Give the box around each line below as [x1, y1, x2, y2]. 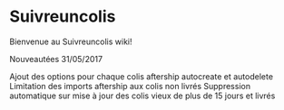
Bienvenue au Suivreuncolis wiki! [9, 36, 132, 47]
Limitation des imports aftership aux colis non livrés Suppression [9, 80, 251, 91]
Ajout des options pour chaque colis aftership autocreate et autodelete [9, 70, 274, 82]
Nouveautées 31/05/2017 [9, 53, 103, 64]
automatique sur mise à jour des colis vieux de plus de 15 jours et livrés [9, 90, 276, 101]
